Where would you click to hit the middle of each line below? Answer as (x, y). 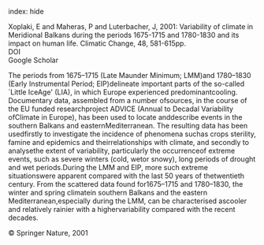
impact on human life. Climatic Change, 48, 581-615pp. (97, 43)
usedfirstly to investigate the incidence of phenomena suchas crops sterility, (132, 134)
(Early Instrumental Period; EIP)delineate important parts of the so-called (126, 84)
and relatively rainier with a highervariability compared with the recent (122, 209)
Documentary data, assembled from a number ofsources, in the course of (128, 100)
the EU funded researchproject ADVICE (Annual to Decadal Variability (121, 109)
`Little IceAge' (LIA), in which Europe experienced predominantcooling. (123, 92)
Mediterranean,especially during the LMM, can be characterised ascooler (127, 201)
